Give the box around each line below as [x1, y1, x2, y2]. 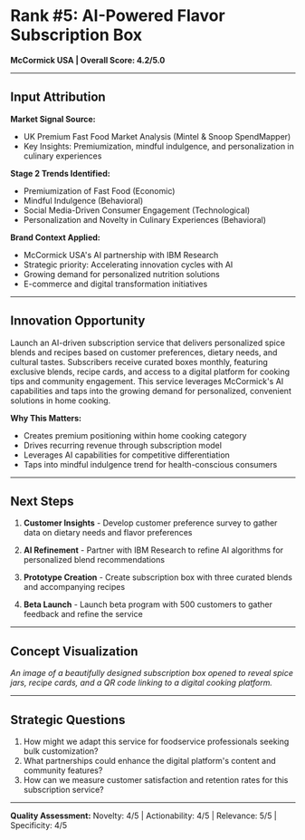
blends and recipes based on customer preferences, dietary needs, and [10, 346, 278, 358]
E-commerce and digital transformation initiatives [23, 278, 208, 289]
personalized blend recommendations [23, 555, 166, 565]
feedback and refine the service [23, 609, 143, 620]
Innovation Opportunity [10, 314, 146, 329]
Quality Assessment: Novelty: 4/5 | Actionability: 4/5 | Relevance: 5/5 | [10, 810, 277, 821]
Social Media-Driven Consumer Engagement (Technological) [23, 205, 251, 216]
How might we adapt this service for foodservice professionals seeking [23, 736, 290, 747]
